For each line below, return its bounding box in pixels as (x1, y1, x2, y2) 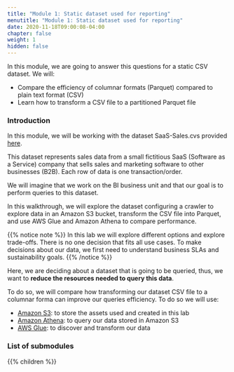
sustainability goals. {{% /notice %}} (7, 253, 113, 262)
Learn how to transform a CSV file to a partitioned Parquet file (17, 98, 196, 106)
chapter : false (7, 29, 52, 37)
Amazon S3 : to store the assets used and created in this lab (17, 309, 190, 317)
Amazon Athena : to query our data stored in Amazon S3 (17, 317, 179, 325)
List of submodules (7, 341, 74, 351)
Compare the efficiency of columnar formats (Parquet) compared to (17, 84, 214, 91)
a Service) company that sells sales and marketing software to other (7, 160, 205, 168)
